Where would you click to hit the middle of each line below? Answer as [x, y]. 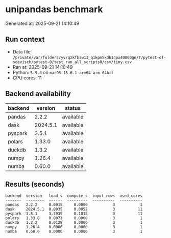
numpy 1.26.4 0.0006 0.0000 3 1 [74, 227]
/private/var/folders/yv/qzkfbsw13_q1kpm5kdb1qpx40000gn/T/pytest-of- [89, 57]
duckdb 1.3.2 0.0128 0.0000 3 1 [74, 223]
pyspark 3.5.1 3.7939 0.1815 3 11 [74, 214]
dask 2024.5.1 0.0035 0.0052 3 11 [74, 210]
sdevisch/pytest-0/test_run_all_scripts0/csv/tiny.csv [72, 62]
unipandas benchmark [54, 9]
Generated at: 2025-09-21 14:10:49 [42, 23]
